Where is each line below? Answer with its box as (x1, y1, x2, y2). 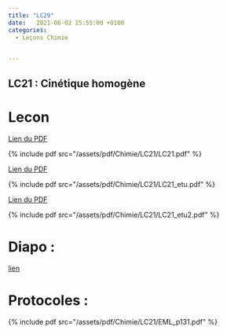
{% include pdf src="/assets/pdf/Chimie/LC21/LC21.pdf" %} (8, 149, 203, 159)
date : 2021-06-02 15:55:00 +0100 (8, 19, 125, 27)
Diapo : (8, 237, 55, 255)
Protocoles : (8, 292, 89, 309)
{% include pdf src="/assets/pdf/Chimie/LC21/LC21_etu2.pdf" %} (8, 210, 220, 220)
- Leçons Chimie (15, 33, 68, 42)
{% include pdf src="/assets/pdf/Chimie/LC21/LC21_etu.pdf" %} (8, 180, 216, 189)
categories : (8, 26, 47, 34)
